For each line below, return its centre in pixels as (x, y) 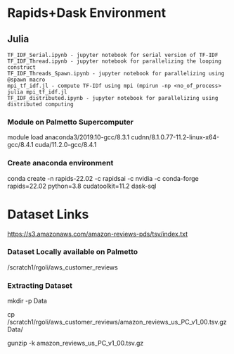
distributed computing (40, 104)
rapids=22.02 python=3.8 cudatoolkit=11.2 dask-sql (82, 186)
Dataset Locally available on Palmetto (73, 252)
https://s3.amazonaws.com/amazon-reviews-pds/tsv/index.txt (98, 234)
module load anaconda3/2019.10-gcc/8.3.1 (69, 137)
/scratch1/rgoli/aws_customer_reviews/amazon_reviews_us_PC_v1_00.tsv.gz (117, 322)
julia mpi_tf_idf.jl (38, 92)
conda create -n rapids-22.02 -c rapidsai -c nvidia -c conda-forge (103, 178)
